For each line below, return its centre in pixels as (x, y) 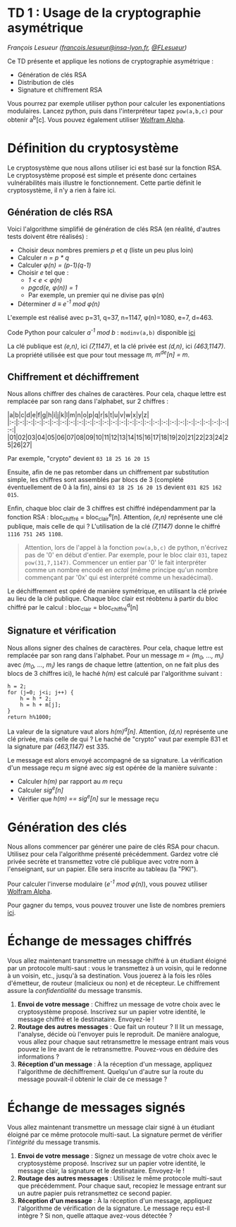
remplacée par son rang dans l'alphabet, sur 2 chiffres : (88, 401)
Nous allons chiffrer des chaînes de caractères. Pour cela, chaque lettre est (117, 394)
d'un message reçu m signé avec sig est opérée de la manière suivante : (112, 768)
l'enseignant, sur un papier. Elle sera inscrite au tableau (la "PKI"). (103, 869)
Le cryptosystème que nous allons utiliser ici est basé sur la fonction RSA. (114, 168)
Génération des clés (67, 827)
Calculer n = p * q (43, 258)
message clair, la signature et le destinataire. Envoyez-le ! (101, 1171)
